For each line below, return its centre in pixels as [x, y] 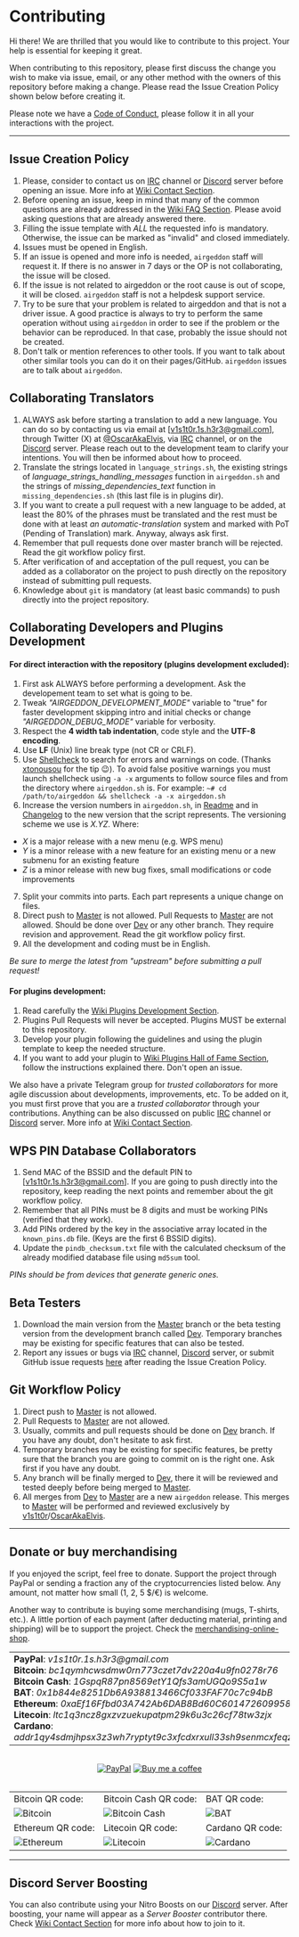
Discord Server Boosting [79, 1883]
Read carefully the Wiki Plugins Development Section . [121, 1011]
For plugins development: [58, 991]
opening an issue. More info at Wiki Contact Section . [118, 190]
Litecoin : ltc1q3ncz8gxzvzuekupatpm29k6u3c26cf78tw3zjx [143, 1714]
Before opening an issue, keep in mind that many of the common [141, 200]
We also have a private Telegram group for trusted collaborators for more [144, 1085]
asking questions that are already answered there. [114, 218]
